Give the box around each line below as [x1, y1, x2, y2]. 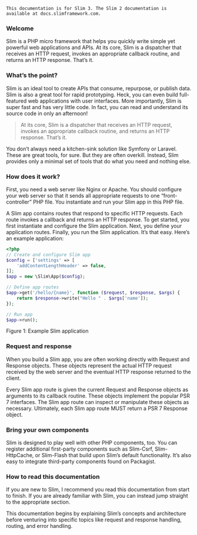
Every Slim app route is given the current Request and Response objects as [6, 386, 189, 393]
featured [6, 97, 27, 104]
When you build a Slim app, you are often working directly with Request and [6, 356, 190, 363]
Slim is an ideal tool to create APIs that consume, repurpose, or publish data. [6, 84, 192, 91]
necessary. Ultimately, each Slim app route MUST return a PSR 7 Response [6, 405, 188, 412]
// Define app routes [6, 284, 59, 290]
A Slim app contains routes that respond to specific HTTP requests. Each [6, 209, 183, 216]
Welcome [6, 24, 34, 32]
